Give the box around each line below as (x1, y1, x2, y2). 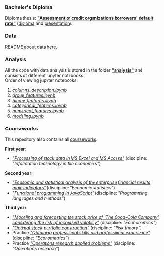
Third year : (5, 205, 28, 211)
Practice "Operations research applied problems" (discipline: (12, 240, 136, 246)
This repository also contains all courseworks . (5, 136, 98, 142)
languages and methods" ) (12, 195, 66, 201)
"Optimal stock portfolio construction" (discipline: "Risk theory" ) (12, 225, 142, 230)
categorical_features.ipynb (12, 102, 67, 108)
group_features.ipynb (12, 92, 56, 98)
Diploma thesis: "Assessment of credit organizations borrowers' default (5, 15, 154, 21)
